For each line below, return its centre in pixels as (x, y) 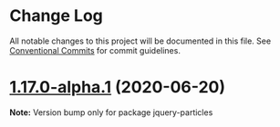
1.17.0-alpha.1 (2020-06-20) (118, 88)
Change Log (56, 16)
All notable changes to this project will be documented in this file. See (140, 41)
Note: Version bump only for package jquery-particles (111, 112)
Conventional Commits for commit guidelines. (95, 50)
